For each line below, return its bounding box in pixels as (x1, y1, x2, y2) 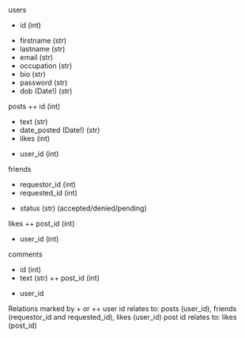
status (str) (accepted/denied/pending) (19, 203, 148, 213)
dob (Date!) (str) (19, 86, 73, 96)
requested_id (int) (19, 188, 77, 197)
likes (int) (19, 134, 50, 143)
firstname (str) (19, 36, 67, 45)
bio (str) (19, 70, 46, 78)
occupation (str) (19, 61, 73, 70)
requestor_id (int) (19, 180, 77, 189)
